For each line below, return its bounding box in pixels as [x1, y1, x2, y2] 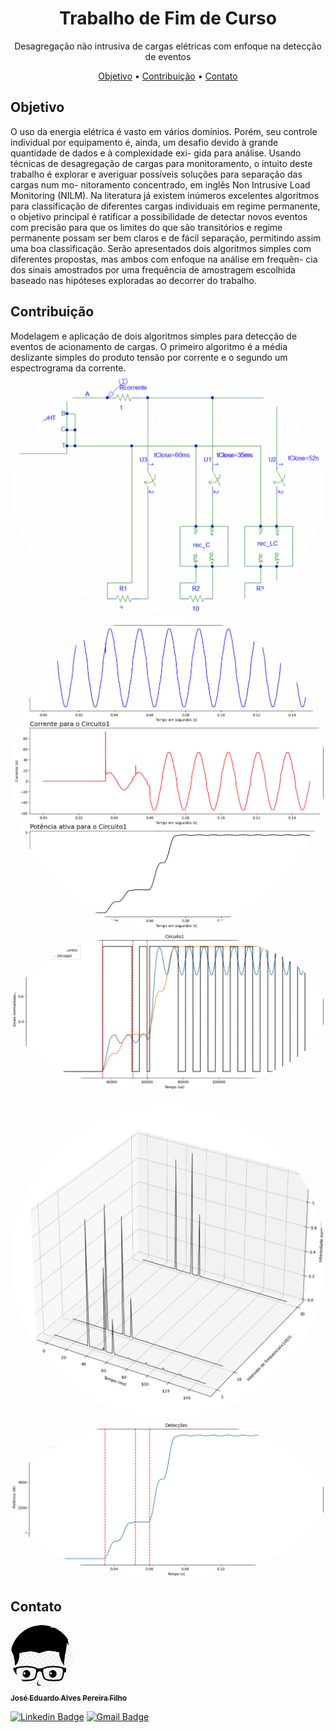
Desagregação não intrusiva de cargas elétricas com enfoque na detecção [14, 40, 322, 52]
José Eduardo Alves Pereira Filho [10, 1693, 127, 1703]
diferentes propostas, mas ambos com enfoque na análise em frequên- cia [10, 253, 318, 265]
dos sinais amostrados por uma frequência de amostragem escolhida [10, 263, 296, 276]
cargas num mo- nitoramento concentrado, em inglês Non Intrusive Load [10, 178, 311, 191]
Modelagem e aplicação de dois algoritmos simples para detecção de [10, 330, 298, 342]
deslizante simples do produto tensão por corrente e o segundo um [10, 351, 288, 363]
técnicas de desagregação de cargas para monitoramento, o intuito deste [10, 157, 313, 169]
